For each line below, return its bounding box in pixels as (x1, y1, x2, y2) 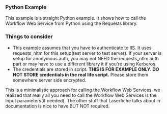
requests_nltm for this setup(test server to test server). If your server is (12, 50, 162, 56)
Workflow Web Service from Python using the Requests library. (5, 20, 138, 26)
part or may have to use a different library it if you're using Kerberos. (12, 61, 157, 67)
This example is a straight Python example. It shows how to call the (5, 15, 146, 21)
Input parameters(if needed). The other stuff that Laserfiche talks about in (5, 97, 160, 103)
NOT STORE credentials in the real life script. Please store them (12, 71, 149, 78)
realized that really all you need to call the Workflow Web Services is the (5, 92, 157, 98)
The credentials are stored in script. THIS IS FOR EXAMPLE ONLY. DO (12, 66, 159, 72)
